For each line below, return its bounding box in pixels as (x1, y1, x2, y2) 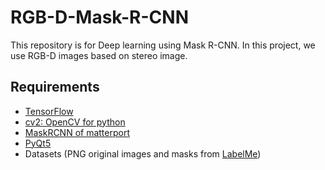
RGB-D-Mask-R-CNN (10, 6, 189, 29)
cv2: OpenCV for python (24, 116, 126, 128)
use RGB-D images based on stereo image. (10, 49, 188, 61)
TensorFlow (24, 105, 74, 117)
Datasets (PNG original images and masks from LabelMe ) (24, 147, 262, 160)
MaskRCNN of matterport (24, 126, 130, 138)
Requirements (10, 79, 100, 96)
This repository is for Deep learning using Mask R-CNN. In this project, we (10, 39, 316, 51)
